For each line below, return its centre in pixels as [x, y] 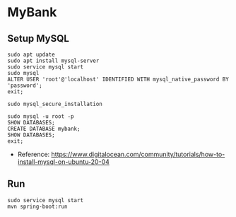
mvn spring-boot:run [38, 206]
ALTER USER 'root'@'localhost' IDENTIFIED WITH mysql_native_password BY [118, 79]
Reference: [34, 154]
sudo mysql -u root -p [41, 117]
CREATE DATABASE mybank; [44, 129]
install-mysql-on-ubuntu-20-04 [63, 162]
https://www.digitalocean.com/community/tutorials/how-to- [138, 154]
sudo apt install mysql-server [53, 61]
